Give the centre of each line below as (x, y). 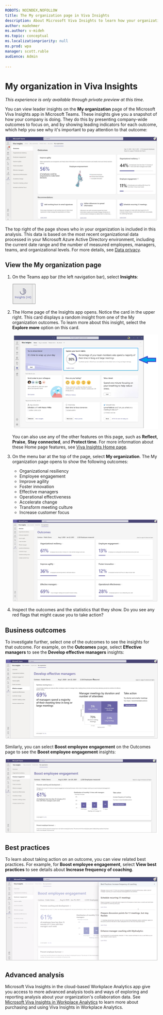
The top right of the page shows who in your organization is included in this (81, 229)
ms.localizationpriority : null (37, 41)
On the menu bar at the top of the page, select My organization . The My (85, 456)
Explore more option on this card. (46, 327)
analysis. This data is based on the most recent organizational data (72, 234)
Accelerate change (38, 502)
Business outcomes (36, 630)
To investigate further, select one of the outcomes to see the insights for (77, 641)
